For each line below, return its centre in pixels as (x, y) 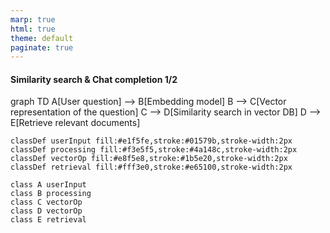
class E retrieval (48, 220)
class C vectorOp (46, 202)
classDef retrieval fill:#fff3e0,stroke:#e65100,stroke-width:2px (151, 167)
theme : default (42, 38)
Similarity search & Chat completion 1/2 (94, 79)
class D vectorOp (46, 211)
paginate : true (42, 47)
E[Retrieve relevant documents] (75, 123)
